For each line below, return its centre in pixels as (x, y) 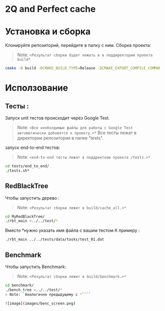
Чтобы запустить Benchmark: (36, 267)
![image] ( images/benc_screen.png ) (41, 303)
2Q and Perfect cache (50, 9)
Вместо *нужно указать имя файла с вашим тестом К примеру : (72, 231)
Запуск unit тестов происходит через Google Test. (57, 118)
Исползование (37, 88)
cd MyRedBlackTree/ (25, 216)
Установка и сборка (48, 32)
